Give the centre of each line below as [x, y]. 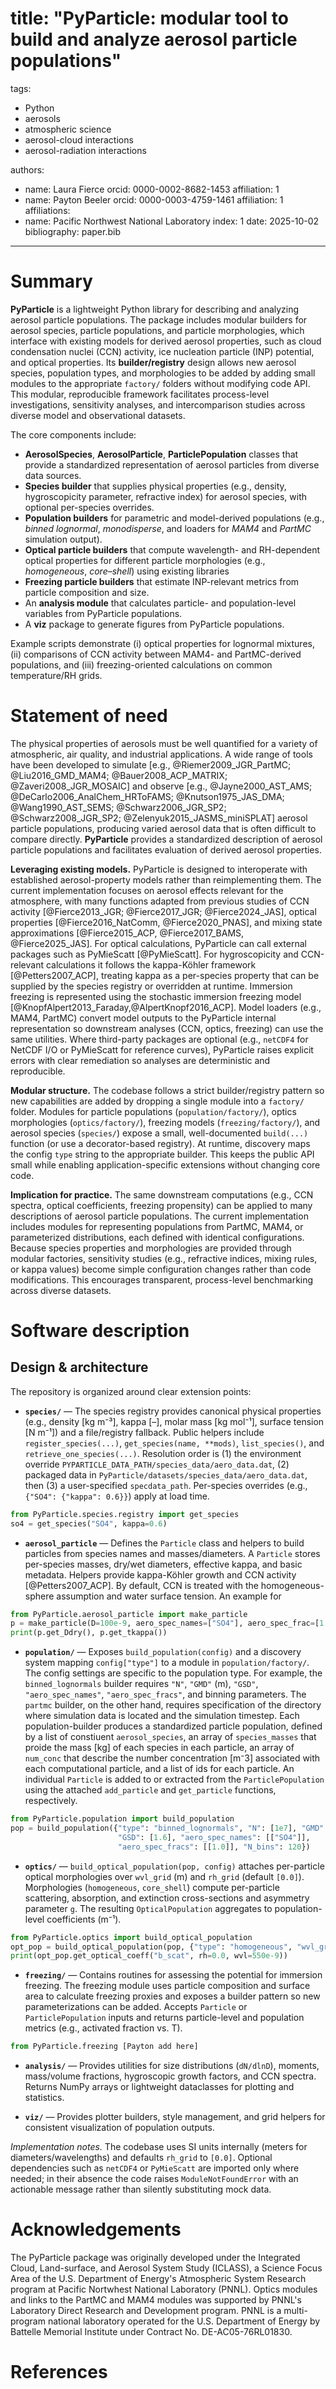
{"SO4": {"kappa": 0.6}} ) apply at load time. [117, 1496]
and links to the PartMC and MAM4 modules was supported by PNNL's [156, 2300]
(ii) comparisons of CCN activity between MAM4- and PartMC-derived [156, 654]
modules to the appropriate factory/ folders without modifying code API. [160, 383]
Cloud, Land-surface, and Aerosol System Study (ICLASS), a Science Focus [166, 2268]
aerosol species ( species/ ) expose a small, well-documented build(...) [159, 1133]
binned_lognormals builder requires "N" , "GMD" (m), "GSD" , [141, 1684]
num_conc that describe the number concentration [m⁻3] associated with [172, 1758]
